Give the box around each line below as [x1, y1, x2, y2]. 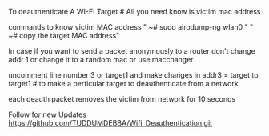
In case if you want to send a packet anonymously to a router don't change [8, 46, 256, 55]
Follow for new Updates [8, 110, 86, 119]
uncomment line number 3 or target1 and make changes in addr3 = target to [8, 70, 259, 79]
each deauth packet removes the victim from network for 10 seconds [8, 94, 236, 103]
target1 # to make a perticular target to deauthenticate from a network [8, 79, 239, 88]
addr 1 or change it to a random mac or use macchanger [8, 55, 194, 64]
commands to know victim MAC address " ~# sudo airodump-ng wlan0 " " [8, 22, 254, 31]
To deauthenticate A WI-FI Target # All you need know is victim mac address [8, 7, 261, 16]
